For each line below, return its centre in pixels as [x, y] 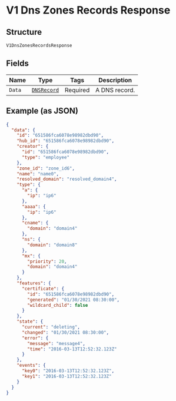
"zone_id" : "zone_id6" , [46, 168]
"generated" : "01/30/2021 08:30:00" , [73, 300]
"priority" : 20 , [47, 261]
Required [77, 90]
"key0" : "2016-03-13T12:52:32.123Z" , [68, 371]
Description [115, 80]
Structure [24, 32]
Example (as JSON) [42, 111]
